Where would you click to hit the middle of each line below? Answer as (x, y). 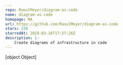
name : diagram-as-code (29, 15)
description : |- (22, 38)
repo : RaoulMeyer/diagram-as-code (42, 10)
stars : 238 (17, 29)
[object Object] (21, 57)
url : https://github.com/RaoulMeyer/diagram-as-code (62, 24)
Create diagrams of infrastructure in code (61, 43)
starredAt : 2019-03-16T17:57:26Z (40, 33)
